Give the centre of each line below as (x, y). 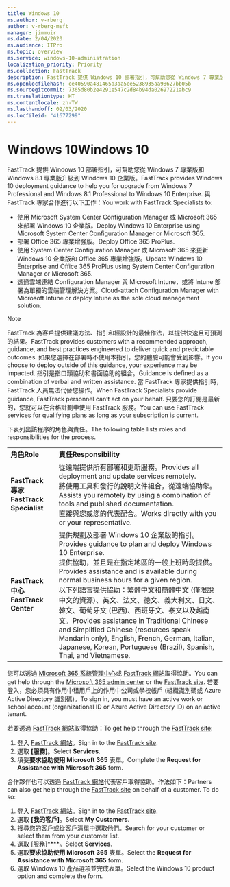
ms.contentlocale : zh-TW (42, 103)
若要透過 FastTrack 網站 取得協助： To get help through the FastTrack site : (110, 728)
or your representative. (95, 522)
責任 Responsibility (89, 454)
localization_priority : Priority (55, 64)
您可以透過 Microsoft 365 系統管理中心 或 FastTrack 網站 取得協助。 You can (112, 673)
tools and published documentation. (116, 504)
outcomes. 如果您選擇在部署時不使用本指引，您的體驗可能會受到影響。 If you (115, 357)
